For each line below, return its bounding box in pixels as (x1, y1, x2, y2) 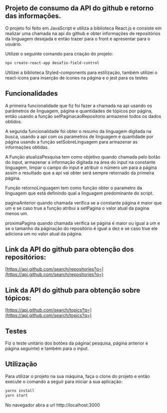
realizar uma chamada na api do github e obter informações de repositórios (5, 30, 161, 36)
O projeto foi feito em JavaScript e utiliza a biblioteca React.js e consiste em (5, 25, 162, 31)
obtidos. (5, 118, 22, 124)
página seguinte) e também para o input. (5, 345, 89, 351)
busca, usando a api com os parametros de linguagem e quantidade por (5, 133, 154, 139)
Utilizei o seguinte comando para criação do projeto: (5, 50, 113, 56)
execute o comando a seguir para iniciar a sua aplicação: (5, 378, 123, 384)
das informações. (5, 12, 61, 20)
